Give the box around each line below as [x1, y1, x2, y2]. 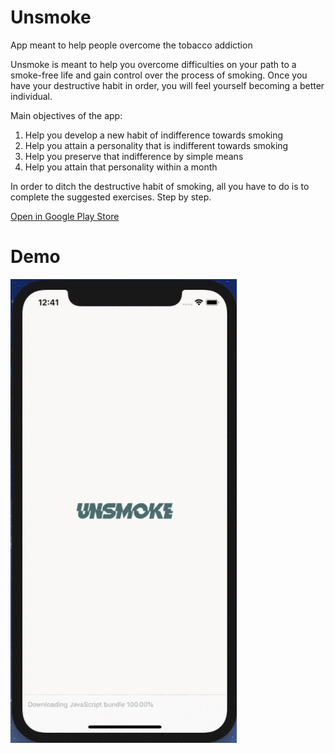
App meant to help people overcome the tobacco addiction [10, 39, 253, 51]
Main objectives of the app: [10, 109, 123, 121]
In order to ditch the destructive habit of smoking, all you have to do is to [10, 180, 310, 192]
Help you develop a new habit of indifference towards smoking [24, 129, 284, 141]
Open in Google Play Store [10, 210, 120, 222]
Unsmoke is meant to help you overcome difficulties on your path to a [10, 58, 297, 70]
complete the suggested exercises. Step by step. [10, 191, 212, 203]
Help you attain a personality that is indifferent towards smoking [24, 139, 289, 151]
